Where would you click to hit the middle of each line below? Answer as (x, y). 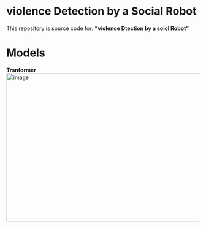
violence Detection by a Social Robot (102, 11)
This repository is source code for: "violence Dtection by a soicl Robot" (98, 28)
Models (26, 53)
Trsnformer (21, 70)
